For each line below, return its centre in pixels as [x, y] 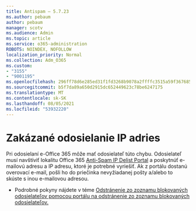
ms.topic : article [28, 38]
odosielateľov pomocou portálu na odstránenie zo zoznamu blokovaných [102, 196]
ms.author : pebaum [28, 17]
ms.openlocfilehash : [31, 82]
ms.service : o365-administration [47, 44]
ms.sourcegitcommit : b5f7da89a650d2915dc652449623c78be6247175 [85, 87]
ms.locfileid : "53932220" [37, 109]
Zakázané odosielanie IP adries [83, 138]
